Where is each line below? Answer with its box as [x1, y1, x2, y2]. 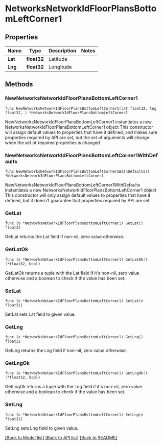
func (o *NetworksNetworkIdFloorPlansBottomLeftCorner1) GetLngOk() [5, 371, 148, 376]
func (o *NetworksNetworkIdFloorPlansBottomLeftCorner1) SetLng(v [5, 412, 143, 417]
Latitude [48, 56, 68, 62]
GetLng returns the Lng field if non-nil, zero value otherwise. [5, 348, 127, 353]
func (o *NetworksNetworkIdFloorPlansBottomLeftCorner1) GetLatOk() [5, 257, 148, 262]
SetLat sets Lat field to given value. [5, 311, 76, 317]
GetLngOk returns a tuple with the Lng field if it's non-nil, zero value [5, 384, 142, 390]
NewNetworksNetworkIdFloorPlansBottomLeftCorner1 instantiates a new [5, 118, 152, 125]
